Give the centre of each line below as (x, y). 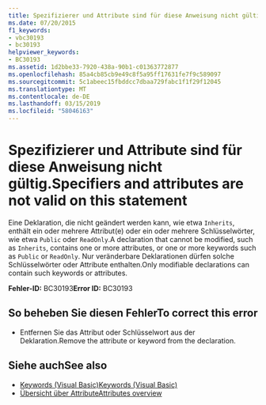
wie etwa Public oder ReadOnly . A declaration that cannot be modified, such (131, 239)
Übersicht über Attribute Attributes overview (91, 393)
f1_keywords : (30, 30)
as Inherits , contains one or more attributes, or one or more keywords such (132, 248)
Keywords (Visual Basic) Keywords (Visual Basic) (99, 384)
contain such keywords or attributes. (68, 273)
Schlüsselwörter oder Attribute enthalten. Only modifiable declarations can (129, 264)
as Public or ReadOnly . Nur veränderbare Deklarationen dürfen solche (122, 256)
